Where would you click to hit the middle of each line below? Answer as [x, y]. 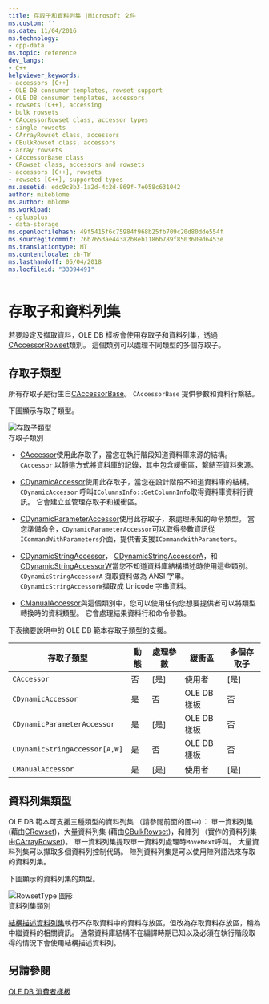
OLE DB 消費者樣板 [40, 991]
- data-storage [34, 225]
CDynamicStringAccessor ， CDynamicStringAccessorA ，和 [118, 556]
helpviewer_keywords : [44, 75]
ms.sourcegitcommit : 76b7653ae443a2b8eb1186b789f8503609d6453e [116, 240]
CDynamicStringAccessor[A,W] [68, 749]
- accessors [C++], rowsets [55, 172]
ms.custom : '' [32, 23]
